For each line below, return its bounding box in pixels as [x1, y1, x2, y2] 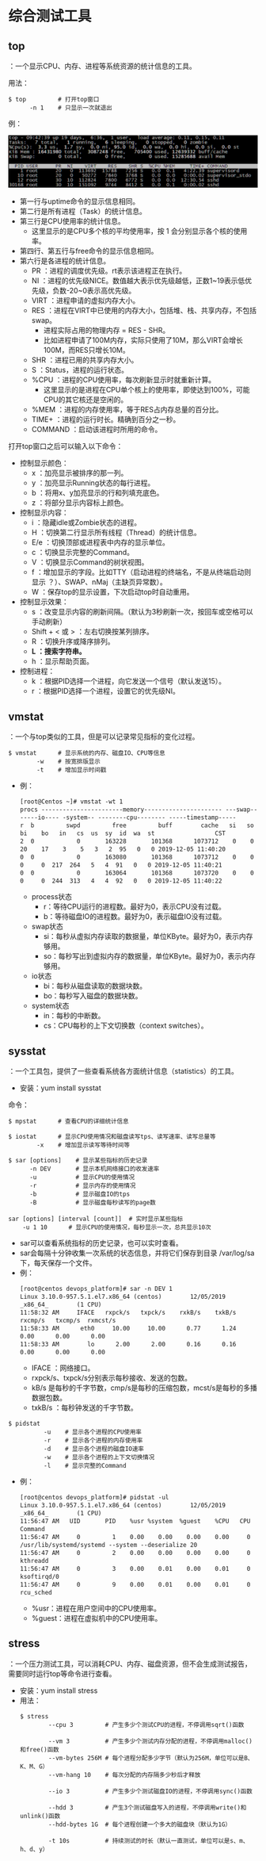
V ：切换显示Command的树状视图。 [31, 557, 149, 567]
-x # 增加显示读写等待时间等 [36, 1141, 131, 1149]
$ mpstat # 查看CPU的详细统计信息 [8, 1117, 129, 1125]
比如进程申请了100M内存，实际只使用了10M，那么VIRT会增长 [43, 335, 244, 345]
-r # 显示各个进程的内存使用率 [43, 1436, 143, 1444]
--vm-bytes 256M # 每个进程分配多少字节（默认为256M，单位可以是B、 [48, 1754, 254, 1762]
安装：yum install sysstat [19, 1083, 101, 1093]
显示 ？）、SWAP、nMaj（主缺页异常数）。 [31, 577, 168, 587]
